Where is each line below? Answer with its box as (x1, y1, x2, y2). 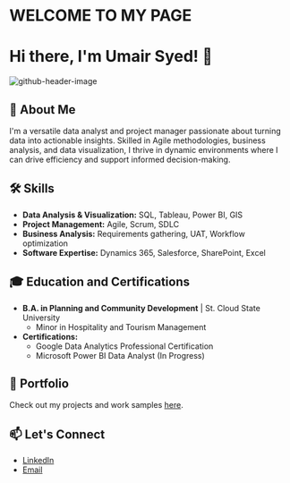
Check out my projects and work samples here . (9, 400, 183, 411)
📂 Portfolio (9, 376, 70, 391)
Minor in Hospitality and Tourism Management (35, 321, 207, 332)
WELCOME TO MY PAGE (9, 5, 192, 26)
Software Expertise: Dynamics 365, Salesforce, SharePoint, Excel (21, 247, 266, 258)
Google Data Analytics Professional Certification (35, 341, 214, 352)
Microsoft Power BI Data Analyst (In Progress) (35, 350, 206, 360)
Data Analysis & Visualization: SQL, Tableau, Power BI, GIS (21, 209, 243, 220)
